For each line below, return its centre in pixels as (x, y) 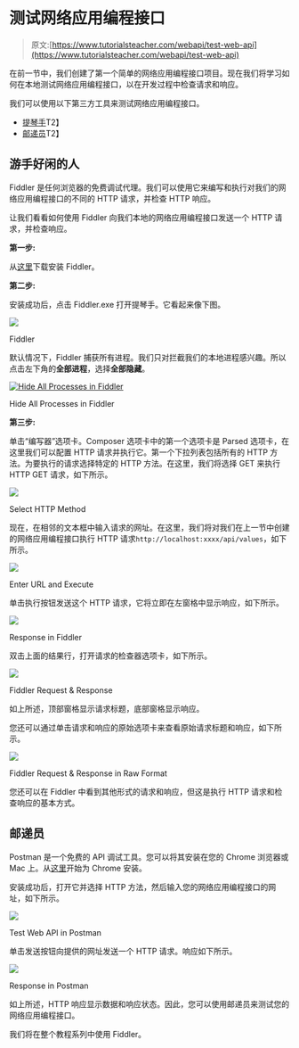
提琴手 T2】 (43, 122)
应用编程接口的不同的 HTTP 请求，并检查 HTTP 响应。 (116, 198)
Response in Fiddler (46, 637)
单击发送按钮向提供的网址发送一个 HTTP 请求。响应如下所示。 (123, 951)
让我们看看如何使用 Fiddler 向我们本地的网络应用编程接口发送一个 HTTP (141, 217)
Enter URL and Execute (52, 584)
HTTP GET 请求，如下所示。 (61, 474)
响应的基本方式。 (48, 803)
